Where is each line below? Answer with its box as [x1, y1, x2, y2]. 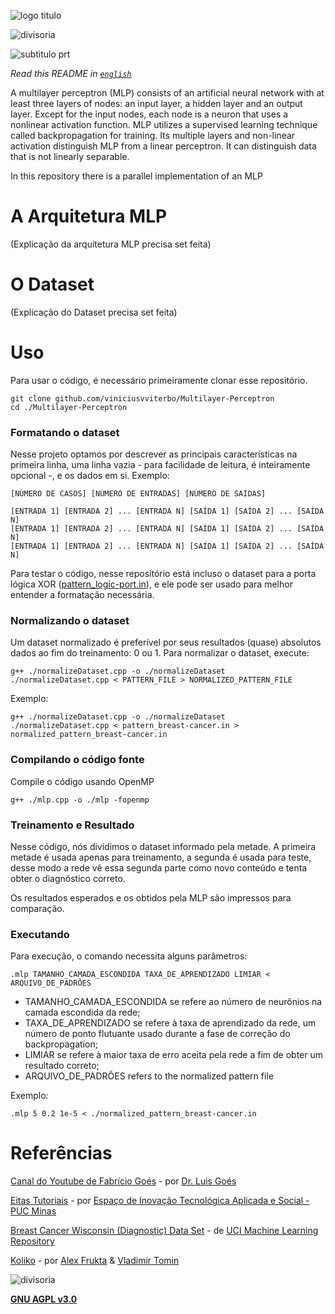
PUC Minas [10, 1205, 57, 1217]
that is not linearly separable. [10, 151, 130, 162]
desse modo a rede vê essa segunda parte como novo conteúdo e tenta [10, 862, 308, 874]
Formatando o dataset [10, 425, 120, 439]
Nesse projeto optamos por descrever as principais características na [10, 448, 298, 460]
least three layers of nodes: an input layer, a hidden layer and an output [10, 98, 303, 109]
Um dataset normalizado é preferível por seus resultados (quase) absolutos [10, 636, 322, 649]
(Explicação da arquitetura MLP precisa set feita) [10, 238, 212, 250]
